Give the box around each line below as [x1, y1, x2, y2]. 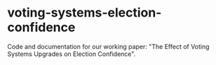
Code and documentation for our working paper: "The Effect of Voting [7, 42, 210, 50]
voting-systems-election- [7, 5, 162, 21]
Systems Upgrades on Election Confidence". [7, 50, 136, 58]
